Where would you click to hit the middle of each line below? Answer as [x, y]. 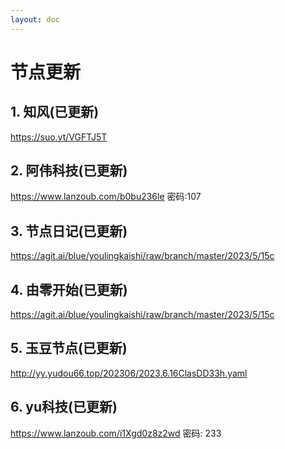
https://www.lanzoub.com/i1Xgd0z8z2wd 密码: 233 [116, 433]
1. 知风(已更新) [55, 112]
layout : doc [35, 19]
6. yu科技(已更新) [64, 407]
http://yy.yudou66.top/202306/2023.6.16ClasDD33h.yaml [129, 373]
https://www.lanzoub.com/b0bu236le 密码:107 [106, 197]
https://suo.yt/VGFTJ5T [59, 137]
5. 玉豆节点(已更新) [69, 348]
